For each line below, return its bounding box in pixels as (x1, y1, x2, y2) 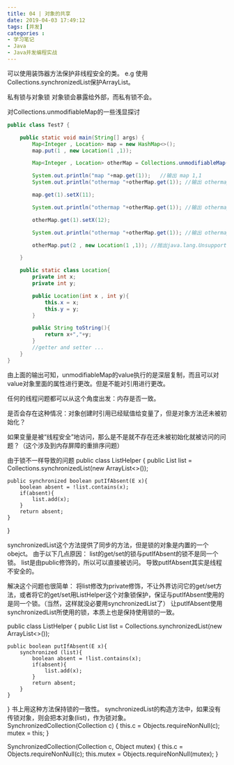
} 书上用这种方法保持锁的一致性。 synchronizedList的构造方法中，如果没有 (7, 704, 221, 713)
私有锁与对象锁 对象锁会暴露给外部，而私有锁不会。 (7, 92, 155, 101)
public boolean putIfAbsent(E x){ (7, 643, 108, 650)
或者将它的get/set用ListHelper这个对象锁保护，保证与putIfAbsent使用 (19, 591, 219, 599)
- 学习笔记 (7, 36, 35, 43)
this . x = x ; (44, 299, 79, 306)
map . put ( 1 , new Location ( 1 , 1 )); (32, 147, 132, 154)
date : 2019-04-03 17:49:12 (7, 17, 86, 24)
